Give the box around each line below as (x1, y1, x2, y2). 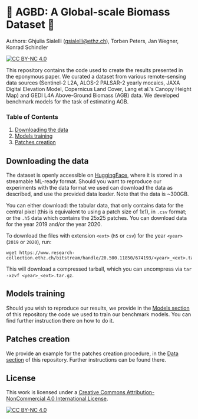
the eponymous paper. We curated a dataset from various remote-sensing (6, 73, 187, 80)
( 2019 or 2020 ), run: (6, 239, 52, 246)
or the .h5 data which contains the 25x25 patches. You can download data (6, 215, 187, 222)
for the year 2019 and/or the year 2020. (6, 221, 102, 228)
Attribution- (126, 389, 155, 396)
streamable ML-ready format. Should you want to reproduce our (6, 178, 162, 185)
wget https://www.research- (6, 250, 75, 256)
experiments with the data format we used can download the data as (6, 184, 173, 191)
